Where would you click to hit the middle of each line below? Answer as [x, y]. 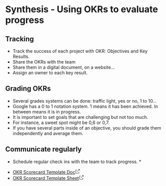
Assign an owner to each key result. [50, 73]
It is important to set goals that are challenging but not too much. [80, 117]
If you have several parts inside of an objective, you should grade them [87, 128]
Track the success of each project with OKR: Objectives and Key [80, 51]
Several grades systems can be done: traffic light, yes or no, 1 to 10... [85, 101]
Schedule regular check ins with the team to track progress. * [77, 162]
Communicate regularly [44, 149]
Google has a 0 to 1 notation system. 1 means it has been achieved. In [85, 106]
